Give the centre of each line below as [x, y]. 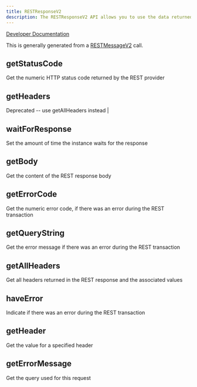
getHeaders [28, 96]
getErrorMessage [39, 364]
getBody [22, 161]
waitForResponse [39, 129]
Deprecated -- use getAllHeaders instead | [58, 111]
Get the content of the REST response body [59, 176]
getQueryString [35, 233]
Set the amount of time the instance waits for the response [77, 143]
